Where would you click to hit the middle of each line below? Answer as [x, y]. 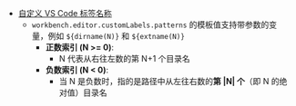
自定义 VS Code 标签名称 [65, 13]
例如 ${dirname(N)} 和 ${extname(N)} [116, 36]
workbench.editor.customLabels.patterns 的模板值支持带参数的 [150, 24]
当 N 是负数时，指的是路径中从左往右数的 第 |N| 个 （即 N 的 [169, 81]
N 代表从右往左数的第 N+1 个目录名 [125, 58]
